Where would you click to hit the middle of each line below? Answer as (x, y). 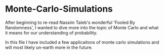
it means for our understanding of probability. (51, 33)
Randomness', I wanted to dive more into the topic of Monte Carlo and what (82, 27)
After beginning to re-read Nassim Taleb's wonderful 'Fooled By (70, 22)
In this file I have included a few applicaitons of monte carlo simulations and (82, 42)
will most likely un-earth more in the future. (49, 47)
